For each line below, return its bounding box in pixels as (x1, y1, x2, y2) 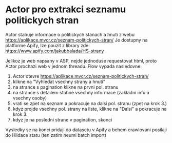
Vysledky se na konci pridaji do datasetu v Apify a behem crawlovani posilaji (5, 127, 167, 133)
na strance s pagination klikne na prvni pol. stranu (12, 84, 119, 90)
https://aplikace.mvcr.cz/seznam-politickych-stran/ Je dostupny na (5, 37, 148, 43)
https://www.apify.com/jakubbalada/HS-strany (5, 48, 104, 54)
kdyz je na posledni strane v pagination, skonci (12, 116, 112, 122)
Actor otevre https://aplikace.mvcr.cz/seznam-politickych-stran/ (12, 73, 149, 79)
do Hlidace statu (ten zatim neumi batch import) (5, 132, 107, 138)
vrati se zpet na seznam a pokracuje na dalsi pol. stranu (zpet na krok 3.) (12, 100, 167, 106)
